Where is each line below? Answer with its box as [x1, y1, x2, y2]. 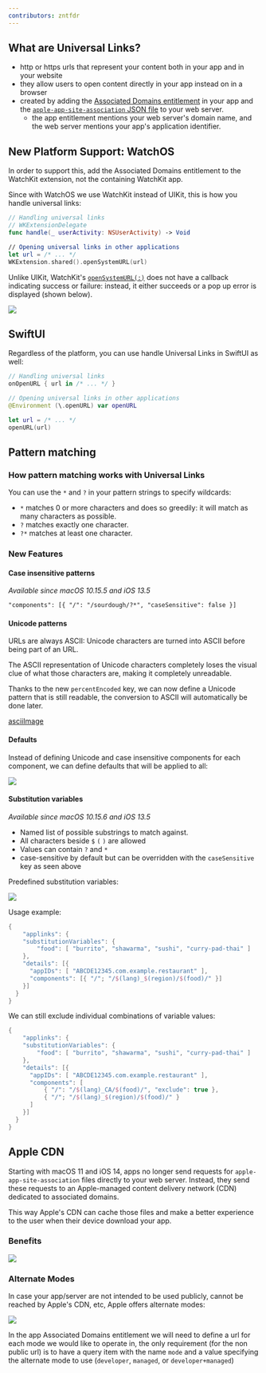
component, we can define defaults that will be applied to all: [8, 761, 209, 771]
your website [19, 71, 63, 81]
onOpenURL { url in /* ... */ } [8, 380, 115, 388]
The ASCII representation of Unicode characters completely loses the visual [8, 660, 257, 670]
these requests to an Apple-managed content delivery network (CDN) [8, 1183, 237, 1193]
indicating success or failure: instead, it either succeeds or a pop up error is [8, 281, 257, 290]
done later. [8, 701, 44, 711]
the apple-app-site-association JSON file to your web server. [19, 105, 225, 114]
